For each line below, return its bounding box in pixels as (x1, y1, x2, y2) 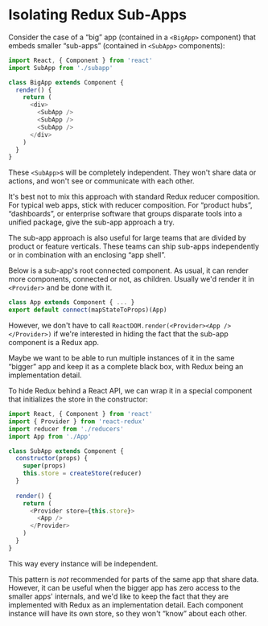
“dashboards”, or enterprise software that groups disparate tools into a (8, 209, 243, 219)
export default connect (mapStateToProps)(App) (8, 306, 167, 315)
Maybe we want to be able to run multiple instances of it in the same (8, 353, 235, 363)
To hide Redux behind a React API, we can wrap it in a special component (8, 386, 253, 396)
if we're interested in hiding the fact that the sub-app (53, 329, 229, 339)
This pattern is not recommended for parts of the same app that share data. (8, 574, 259, 584)
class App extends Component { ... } (8, 299, 135, 307)
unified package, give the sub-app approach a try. (8, 217, 175, 227)
